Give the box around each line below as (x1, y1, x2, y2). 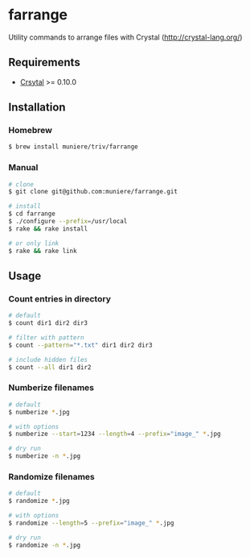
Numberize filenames (8, 382, 95, 393)
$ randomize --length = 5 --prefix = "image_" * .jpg (8, 519, 174, 527)
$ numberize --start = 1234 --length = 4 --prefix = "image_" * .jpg (8, 430, 221, 439)
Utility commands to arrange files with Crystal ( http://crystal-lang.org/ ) (8, 32, 243, 42)
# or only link (8, 239, 59, 247)
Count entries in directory (8, 293, 111, 304)
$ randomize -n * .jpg (8, 541, 81, 549)
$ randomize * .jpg (8, 497, 70, 505)
